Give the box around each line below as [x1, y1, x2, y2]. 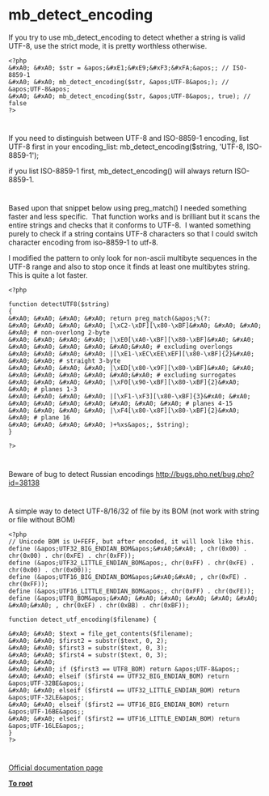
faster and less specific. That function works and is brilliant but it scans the [8, 212, 260, 222]
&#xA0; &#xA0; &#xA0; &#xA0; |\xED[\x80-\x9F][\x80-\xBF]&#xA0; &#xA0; [8, 364, 254, 372]
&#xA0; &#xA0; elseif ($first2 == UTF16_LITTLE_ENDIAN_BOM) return [8, 714, 241, 722]
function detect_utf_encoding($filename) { [8, 615, 158, 624]
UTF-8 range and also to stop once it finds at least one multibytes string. [8, 262, 250, 272]
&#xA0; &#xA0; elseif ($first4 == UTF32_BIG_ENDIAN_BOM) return [8, 672, 229, 680]
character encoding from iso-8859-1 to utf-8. [8, 237, 159, 248]
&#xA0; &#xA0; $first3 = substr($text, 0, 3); [8, 644, 168, 652]
